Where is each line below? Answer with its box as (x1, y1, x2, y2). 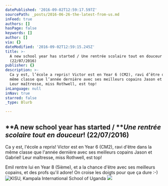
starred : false (5, 95, 37, 100)
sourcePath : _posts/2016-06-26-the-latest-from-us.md (5, 12, 120, 17)
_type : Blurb (5, 100, 32, 105)
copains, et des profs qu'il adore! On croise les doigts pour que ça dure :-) (5, 169, 158, 175)
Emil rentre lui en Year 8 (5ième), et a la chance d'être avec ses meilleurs (5, 164, 155, 170)
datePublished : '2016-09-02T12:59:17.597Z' (5, 7, 97, 12)
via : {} (5, 40, 21, 45)
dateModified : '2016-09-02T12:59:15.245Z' (5, 44, 95, 49)
